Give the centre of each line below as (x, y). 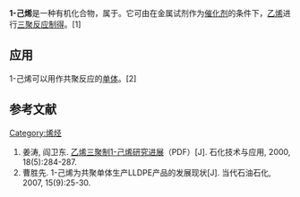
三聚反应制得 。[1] (49, 24)
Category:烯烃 (36, 133)
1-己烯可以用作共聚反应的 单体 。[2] (73, 78)
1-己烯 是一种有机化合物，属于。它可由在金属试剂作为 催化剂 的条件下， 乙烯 (146, 13)
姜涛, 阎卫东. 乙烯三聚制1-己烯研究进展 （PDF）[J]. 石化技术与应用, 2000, (156, 151)
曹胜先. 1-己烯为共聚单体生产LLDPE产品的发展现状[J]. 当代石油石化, (146, 172)
